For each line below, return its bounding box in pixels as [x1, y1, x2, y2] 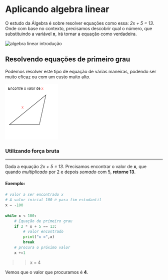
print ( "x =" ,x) [23, 234, 55, 239]
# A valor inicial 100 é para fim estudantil [5, 197, 101, 203]
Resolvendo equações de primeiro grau [5, 55, 130, 64]
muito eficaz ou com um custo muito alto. [5, 74, 91, 80]
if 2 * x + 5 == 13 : [14, 224, 57, 229]
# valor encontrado [23, 229, 64, 234]
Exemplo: [5, 180, 25, 186]
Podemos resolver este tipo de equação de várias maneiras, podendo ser [5, 68, 156, 74]
